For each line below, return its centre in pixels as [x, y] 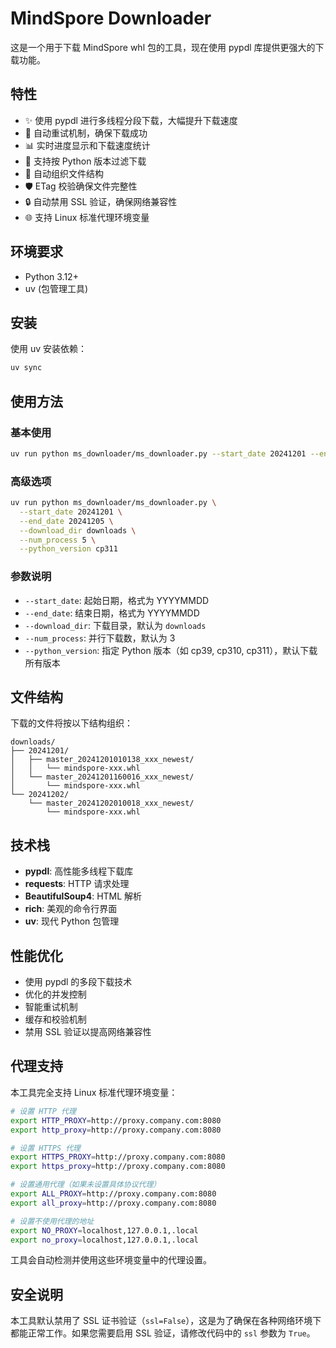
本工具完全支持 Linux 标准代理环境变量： [94, 1092]
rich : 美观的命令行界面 [71, 909]
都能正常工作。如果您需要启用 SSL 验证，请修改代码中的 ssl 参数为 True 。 [163, 1333]
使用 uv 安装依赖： [49, 349]
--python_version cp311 [68, 549]
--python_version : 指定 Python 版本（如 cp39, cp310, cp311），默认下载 [171, 650]
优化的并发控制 [55, 994]
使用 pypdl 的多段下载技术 [78, 982]
